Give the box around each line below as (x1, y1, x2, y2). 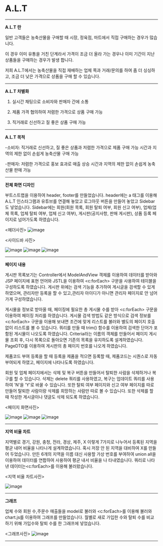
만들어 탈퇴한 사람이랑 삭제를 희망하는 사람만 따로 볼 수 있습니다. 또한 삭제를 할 (5, 387, 154, 394)
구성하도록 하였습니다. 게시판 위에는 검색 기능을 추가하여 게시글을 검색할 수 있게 (5, 284, 155, 290)
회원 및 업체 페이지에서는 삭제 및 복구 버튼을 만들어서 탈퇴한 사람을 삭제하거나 (5, 370, 151, 375)
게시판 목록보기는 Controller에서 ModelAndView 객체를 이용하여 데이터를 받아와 (5, 272, 158, 278)
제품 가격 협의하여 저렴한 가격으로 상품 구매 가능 (12, 109, 103, 115)
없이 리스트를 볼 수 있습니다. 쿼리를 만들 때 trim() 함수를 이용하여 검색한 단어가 (5, 324, 153, 331)
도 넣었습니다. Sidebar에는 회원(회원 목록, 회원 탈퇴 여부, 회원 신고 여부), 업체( (5, 204, 153, 210)
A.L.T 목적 (5, 134, 25, 140)
